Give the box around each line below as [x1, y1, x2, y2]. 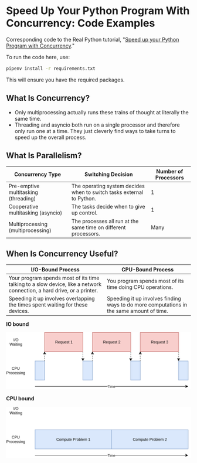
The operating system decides [71, 183, 145, 190]
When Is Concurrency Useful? [6, 248, 118, 258]
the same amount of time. [106, 308, 168, 314]
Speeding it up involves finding [106, 295, 182, 302]
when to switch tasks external [71, 189, 144, 196]
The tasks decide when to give [71, 203, 145, 210]
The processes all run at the [71, 217, 139, 224]
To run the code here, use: [6, 53, 70, 60]
